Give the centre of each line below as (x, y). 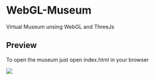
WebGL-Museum (49, 10)
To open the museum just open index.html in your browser (78, 59)
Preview (22, 45)
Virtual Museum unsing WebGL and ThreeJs (60, 27)
